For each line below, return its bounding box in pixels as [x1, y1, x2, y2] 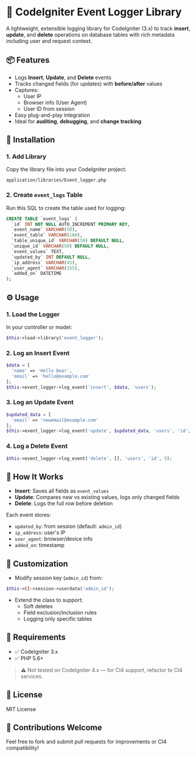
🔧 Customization [6, 559, 68, 569]
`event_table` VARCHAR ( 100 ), [11, 232, 83, 238]
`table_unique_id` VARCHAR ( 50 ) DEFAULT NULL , [11, 238, 125, 244]
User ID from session [23, 105, 75, 112]
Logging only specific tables [23, 615, 92, 622]
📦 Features [6, 55, 50, 65]
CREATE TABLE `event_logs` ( [6, 215, 78, 222]
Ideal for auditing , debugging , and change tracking [14, 117, 142, 124]
